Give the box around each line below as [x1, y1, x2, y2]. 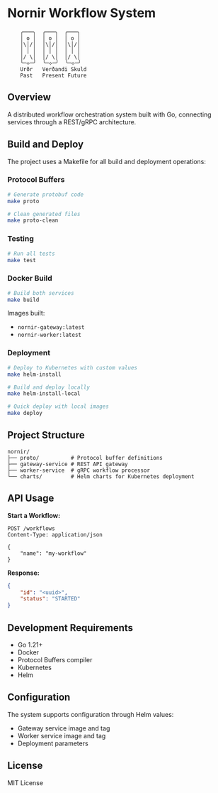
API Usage [7, 492, 54, 505]
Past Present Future [20, 72, 87, 79]
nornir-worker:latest [17, 332, 81, 339]
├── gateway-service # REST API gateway [7, 460, 129, 468]
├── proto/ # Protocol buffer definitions [7, 454, 163, 461]
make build [7, 296, 40, 303]
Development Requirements [7, 622, 133, 634]
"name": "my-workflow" [20, 549, 87, 557]
